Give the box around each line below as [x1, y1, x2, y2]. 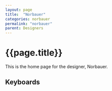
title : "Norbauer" [5, 12, 46, 17]
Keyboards [5, 78, 40, 87]
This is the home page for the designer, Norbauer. [5, 64, 108, 70]
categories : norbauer [5, 16, 50, 21]
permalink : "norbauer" [5, 21, 52, 26]
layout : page [5, 7, 32, 12]
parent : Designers [5, 26, 43, 31]
